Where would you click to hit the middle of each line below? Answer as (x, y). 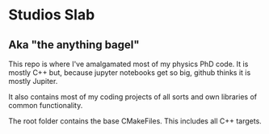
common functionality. (46, 105)
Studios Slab (52, 15)
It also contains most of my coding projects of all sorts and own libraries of (132, 97)
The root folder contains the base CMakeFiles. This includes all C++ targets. (135, 121)
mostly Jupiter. (33, 81)
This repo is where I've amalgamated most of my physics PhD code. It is (128, 64)
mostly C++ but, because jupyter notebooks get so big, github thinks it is (130, 73)
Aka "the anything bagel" (74, 45)
